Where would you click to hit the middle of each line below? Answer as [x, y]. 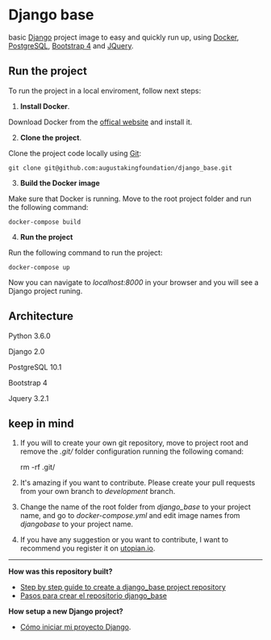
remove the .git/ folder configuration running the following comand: [132, 452]
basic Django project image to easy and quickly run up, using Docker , [124, 37]
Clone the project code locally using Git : [75, 153]
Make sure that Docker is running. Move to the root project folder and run [130, 199]
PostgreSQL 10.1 [35, 367]
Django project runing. [46, 291]
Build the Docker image [60, 182]
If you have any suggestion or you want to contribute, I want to [124, 540]
